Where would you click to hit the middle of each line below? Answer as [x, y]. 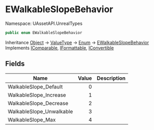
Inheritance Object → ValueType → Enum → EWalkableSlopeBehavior [77, 42]
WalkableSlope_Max [32, 119]
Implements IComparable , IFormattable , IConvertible [60, 48]
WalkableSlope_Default [35, 86]
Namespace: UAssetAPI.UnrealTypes [44, 23]
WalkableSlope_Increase [37, 95]
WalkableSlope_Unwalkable [40, 111]
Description [111, 78]
